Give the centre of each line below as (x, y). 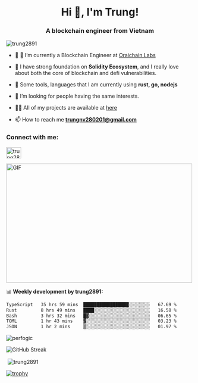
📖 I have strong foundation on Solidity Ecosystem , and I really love (97, 67)
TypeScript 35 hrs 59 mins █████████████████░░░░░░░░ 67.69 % (92, 304)
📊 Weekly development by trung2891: (55, 291)
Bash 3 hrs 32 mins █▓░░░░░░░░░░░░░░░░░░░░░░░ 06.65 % (92, 316)
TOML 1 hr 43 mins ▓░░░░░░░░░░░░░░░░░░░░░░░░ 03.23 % (92, 321)
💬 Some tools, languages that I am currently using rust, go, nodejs (96, 85)
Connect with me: (32, 138)
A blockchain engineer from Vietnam (100, 31)
